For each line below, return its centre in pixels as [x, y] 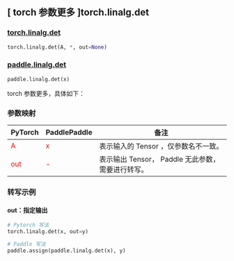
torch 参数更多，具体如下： [46, 93]
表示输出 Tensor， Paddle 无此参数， [160, 160]
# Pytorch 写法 [28, 225]
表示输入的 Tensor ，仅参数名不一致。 [161, 146]
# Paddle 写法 [27, 244]
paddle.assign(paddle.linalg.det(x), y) [67, 251]
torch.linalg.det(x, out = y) [48, 232]
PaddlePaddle [69, 133]
